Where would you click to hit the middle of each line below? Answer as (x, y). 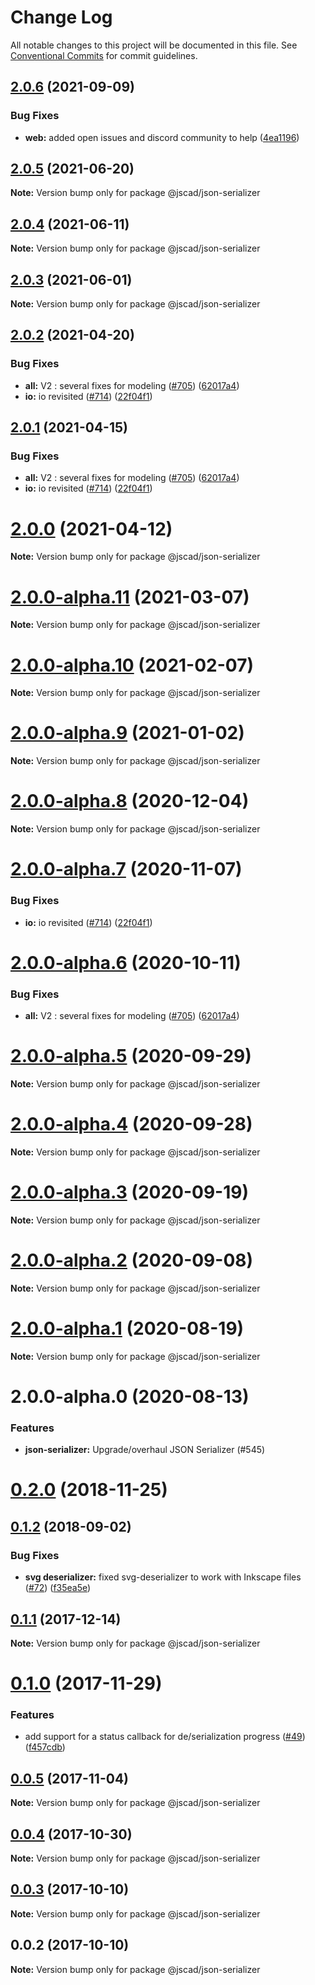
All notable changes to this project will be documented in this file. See (154, 45)
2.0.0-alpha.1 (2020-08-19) (127, 1328)
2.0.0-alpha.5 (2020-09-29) (131, 1056)
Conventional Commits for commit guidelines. (104, 55)
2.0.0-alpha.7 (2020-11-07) (126, 869)
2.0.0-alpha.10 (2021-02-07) (132, 665)
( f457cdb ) (45, 1747)
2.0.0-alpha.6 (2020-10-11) (126, 962)
